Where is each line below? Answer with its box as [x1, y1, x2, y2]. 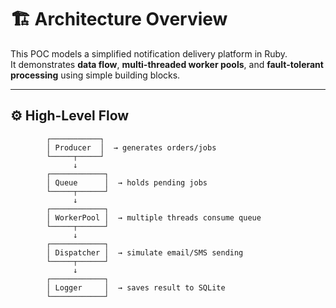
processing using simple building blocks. [10, 69, 181, 81]
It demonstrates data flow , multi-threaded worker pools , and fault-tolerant [10, 58, 324, 70]
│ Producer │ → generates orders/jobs [46, 142, 217, 153]
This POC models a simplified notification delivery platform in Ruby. [10, 47, 288, 60]
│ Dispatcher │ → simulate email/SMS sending [46, 247, 244, 258]
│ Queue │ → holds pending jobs [46, 177, 208, 188]
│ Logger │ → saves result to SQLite [46, 282, 226, 293]
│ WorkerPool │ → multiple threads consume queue [46, 212, 262, 223]
